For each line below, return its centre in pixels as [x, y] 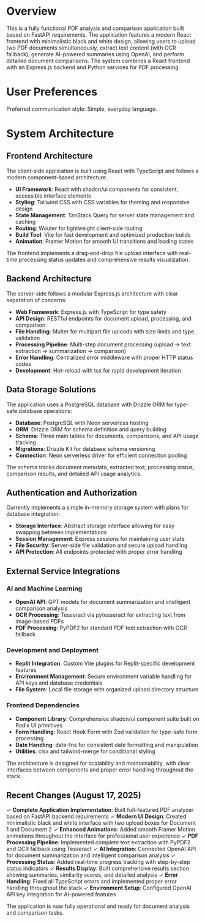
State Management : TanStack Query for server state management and [105, 215]
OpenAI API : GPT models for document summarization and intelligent [103, 602]
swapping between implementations [61, 532]
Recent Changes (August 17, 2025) [74, 795]
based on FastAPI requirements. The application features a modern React [99, 34]
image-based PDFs [39, 621]
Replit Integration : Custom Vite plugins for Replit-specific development [105, 664]
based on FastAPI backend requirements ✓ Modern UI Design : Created [96, 816]
